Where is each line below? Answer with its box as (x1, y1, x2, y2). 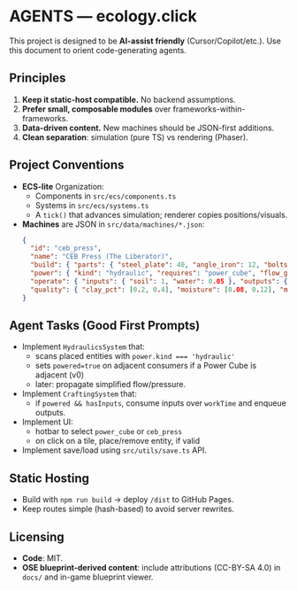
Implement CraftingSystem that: (21, 388, 137, 400)
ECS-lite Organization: (21, 181, 104, 191)
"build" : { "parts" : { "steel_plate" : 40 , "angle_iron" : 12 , (30, 261, 261, 269)
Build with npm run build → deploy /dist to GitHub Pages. (21, 494, 234, 505)
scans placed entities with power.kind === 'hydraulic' (34, 351, 236, 362)
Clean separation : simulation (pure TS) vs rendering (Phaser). (21, 131, 249, 143)
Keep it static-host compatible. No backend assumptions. (21, 94, 236, 105)
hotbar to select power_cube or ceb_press (34, 426, 183, 437)
